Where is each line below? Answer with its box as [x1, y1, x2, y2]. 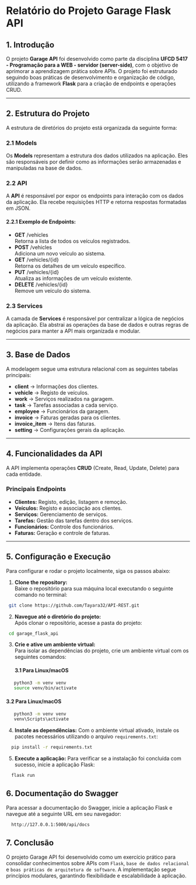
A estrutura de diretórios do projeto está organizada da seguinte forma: [6, 124, 177, 131]
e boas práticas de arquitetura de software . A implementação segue [6, 866, 176, 873]
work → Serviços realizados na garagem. [14, 395, 114, 402]
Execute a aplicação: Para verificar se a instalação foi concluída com [14, 755, 182, 762]
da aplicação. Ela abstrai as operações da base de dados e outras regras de [6, 321, 189, 328]
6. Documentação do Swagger [6, 789, 118, 798]
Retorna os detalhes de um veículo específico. [14, 262, 127, 269]
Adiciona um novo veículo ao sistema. [14, 250, 106, 257]
